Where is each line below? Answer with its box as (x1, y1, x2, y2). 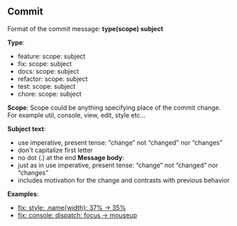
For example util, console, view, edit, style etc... (7, 111, 146, 119)
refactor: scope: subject (17, 74, 88, 83)
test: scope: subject (17, 81, 76, 91)
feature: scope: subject (17, 52, 86, 60)
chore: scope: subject (17, 89, 82, 98)
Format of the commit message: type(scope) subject (7, 24, 163, 33)
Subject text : (7, 124, 46, 133)
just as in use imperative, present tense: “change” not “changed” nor (17, 161, 219, 169)
